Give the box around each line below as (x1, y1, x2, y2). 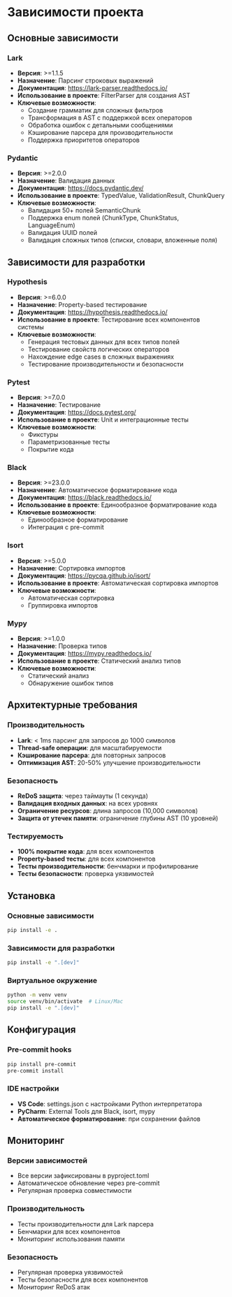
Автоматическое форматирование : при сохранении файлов (17, 1115, 201, 1123)
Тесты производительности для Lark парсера (17, 1219, 154, 1228)
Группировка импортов (27, 601, 98, 609)
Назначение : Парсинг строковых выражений (17, 76, 154, 85)
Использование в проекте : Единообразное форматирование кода (17, 501, 217, 509)
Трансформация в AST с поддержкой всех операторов (27, 113, 193, 122)
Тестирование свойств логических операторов (27, 345, 170, 353)
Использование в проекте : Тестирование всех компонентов (17, 315, 201, 324)
